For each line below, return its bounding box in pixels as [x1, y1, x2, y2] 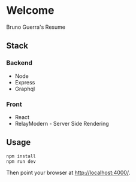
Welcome [6, 4, 55, 17]
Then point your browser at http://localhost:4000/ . [6, 169, 131, 176]
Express [14, 78, 35, 86]
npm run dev [6, 158, 36, 165]
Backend [6, 59, 33, 67]
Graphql [14, 85, 35, 92]
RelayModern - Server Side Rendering [14, 120, 109, 127]
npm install [6, 153, 36, 159]
